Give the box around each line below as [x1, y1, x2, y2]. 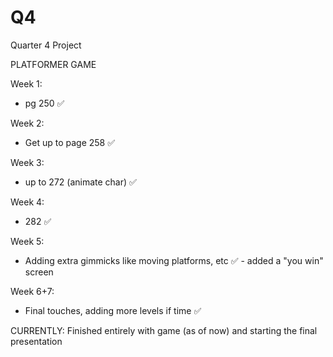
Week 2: [10, 117, 45, 129]
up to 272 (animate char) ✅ [24, 176, 137, 188]
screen [24, 266, 54, 278]
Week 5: [10, 235, 45, 247]
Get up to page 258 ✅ [24, 136, 116, 148]
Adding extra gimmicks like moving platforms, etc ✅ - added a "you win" [24, 254, 324, 266]
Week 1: [10, 77, 43, 90]
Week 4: [10, 196, 45, 208]
